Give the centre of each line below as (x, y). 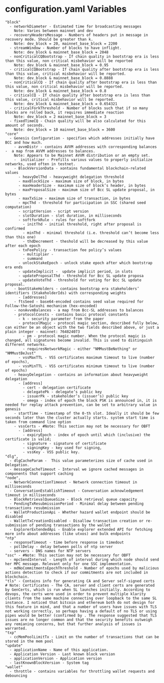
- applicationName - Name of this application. (59, 650)
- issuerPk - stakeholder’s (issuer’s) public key (76, 396)
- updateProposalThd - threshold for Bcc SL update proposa (81, 276)
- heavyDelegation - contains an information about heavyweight (81, 374)
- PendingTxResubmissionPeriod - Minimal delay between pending (77, 504)
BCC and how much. (24, 142)
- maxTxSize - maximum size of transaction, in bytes (74, 198)
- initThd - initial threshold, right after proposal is (82, 224)
